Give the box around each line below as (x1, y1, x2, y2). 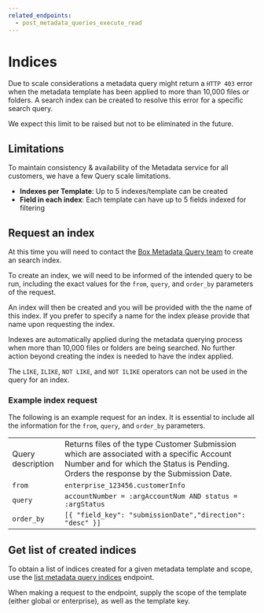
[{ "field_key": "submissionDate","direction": (64, 511, 246, 520)
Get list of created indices (8, 543, 137, 556)
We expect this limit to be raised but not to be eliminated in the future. (8, 119, 234, 128)
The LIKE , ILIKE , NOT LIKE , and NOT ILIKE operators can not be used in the (8, 367, 247, 377)
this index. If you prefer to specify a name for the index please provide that (8, 311, 250, 321)
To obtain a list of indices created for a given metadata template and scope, (8, 564, 253, 574)
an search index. (8, 255, 62, 265)
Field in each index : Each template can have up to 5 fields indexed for (19, 195, 247, 205)
